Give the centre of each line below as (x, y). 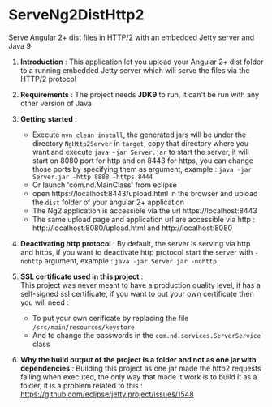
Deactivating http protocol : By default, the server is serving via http (135, 243)
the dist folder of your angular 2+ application (108, 202)
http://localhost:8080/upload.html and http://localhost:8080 (132, 228)
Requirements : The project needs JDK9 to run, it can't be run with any (140, 94)
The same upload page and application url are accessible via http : (144, 219)
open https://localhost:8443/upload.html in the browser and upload (145, 193)
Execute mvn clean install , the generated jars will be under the (139, 135)
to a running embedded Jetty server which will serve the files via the (135, 70)
